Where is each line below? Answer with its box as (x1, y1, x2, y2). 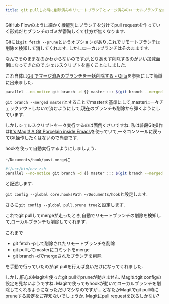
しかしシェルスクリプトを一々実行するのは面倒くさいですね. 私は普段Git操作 (5, 122, 163, 128)
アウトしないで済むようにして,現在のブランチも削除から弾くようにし (18, 105, 161, 111)
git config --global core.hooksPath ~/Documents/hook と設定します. (5, 191, 148, 197)
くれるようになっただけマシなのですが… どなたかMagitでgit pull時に (18, 287, 159, 293)
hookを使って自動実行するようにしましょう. (5, 145, 97, 151)
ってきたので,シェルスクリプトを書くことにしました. (18, 62, 127, 68)
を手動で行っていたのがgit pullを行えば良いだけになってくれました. (5, 264, 143, 270)
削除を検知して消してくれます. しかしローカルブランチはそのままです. (5, 45, 150, 51)
